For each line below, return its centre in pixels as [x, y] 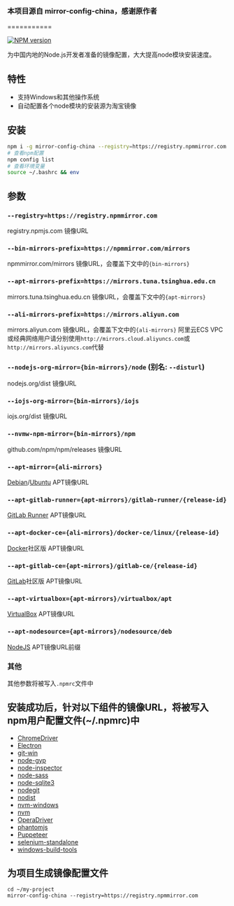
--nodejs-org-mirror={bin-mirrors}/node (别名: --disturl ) [106, 367]
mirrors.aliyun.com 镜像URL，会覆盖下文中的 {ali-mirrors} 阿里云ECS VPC [115, 330]
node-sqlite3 [36, 782]
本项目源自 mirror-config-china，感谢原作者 [82, 10]
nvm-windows [38, 805]
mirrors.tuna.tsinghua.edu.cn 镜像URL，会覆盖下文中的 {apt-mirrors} [107, 297]
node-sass [33, 775]
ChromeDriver [38, 738]
